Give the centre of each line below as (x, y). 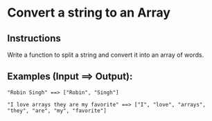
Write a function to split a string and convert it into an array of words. (106, 55)
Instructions (34, 38)
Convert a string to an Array (89, 13)
